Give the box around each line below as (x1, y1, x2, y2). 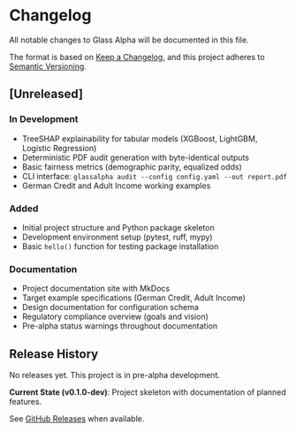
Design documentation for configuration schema (21, 302, 199, 313)
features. (9, 397, 42, 407)
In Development (9, 113, 79, 125)
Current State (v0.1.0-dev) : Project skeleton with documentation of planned (9, 387, 287, 398)
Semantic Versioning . (9, 61, 87, 72)
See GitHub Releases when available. (9, 413, 145, 424)
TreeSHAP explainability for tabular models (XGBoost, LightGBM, (21, 133, 258, 144)
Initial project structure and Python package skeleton (21, 222, 215, 232)
